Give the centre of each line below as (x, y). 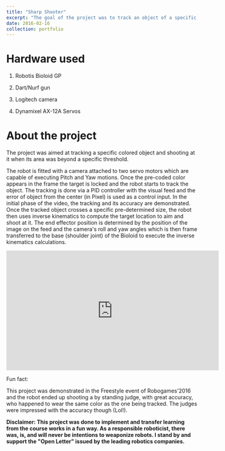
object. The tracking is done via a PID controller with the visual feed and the (101, 191)
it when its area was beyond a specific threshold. (67, 159)
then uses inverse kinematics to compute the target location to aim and (95, 216)
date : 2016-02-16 (28, 23)
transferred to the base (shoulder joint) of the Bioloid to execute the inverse (101, 236)
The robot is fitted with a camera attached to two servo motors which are (98, 171)
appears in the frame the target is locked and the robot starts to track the (98, 184)
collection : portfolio (35, 29)
